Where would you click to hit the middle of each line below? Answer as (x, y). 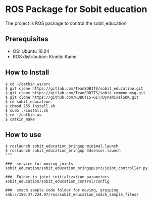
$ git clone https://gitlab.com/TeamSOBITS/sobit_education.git (74, 88)
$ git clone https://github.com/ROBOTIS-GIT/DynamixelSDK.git (72, 97)
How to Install (27, 72)
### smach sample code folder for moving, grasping (62, 190)
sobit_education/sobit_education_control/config (57, 182)
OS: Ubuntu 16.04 (31, 51)
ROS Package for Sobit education (76, 9)
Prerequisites (27, 39)
